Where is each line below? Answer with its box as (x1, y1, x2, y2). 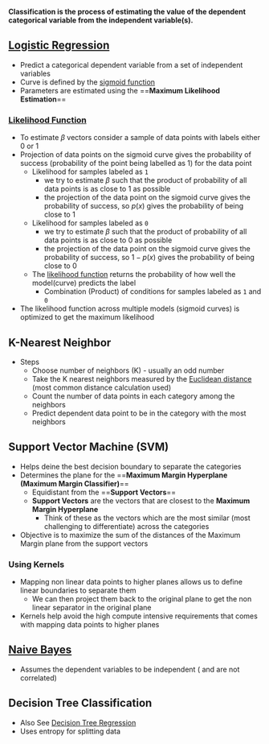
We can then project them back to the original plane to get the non (31, 594, 252, 604)
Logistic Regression (8, 39, 110, 52)
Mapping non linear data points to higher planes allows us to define (19, 577, 243, 587)
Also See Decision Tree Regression (19, 717, 137, 727)
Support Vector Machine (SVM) (8, 440, 169, 454)
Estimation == (19, 94, 67, 104)
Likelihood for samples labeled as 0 (31, 218, 149, 228)
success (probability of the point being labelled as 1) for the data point (19, 159, 252, 168)
